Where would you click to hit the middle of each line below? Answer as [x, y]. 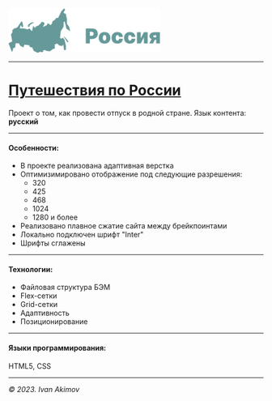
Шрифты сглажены [53, 243]
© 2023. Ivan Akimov [44, 389]
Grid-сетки [39, 305]
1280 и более [55, 217]
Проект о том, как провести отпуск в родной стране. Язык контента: [127, 113]
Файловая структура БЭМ [65, 288]
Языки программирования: [57, 348]
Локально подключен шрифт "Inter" [82, 235]
